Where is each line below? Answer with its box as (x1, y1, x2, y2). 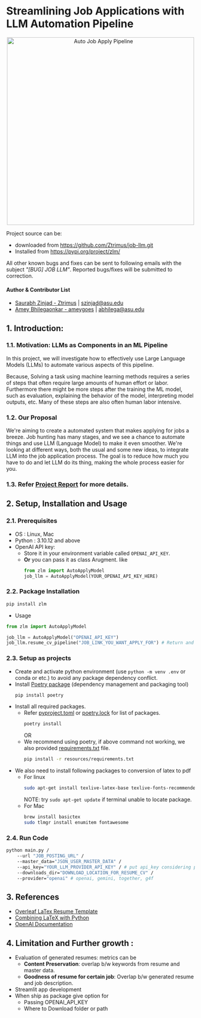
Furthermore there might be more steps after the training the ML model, (6, 386, 182, 393)
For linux (23, 774, 45, 781)
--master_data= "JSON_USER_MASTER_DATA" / (17, 858, 121, 864)
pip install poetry (14, 692, 64, 698)
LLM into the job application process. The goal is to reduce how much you (6, 452, 189, 460)
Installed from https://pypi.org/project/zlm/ (14, 247, 121, 255)
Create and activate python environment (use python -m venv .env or (14, 668, 186, 675)
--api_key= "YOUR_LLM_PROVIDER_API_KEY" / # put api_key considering (17, 864, 191, 870)
